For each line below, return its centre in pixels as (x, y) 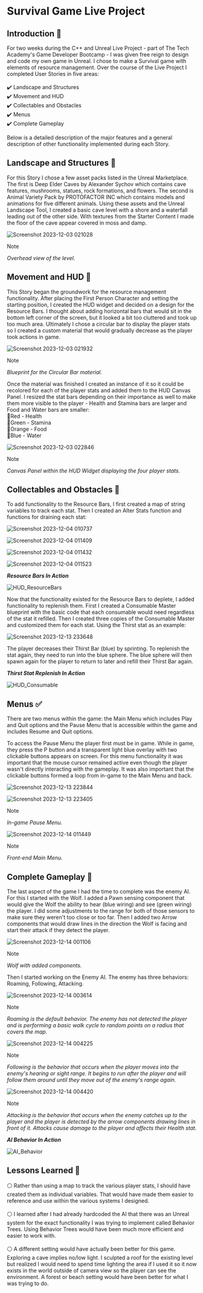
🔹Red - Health (24, 416)
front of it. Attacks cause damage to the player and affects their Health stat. (102, 1128)
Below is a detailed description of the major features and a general (90, 137)
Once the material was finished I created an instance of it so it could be (95, 384)
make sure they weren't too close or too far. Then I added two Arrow (92, 918)
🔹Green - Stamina (29, 422)
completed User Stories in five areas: (53, 74)
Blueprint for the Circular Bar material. (54, 372)
